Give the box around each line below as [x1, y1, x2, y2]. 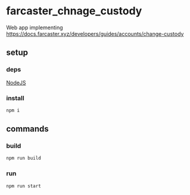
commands [6, 124, 49, 134]
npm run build [6, 155, 42, 162]
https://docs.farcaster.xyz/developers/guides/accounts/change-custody [6, 30, 184, 37]
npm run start [6, 183, 42, 189]
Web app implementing [6, 24, 64, 31]
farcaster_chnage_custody [6, 4, 142, 18]
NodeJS [6, 79, 26, 86]
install [6, 94, 25, 102]
